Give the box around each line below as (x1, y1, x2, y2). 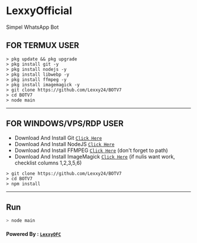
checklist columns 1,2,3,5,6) (14, 159, 82, 166)
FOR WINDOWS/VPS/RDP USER (6, 119, 124, 129)
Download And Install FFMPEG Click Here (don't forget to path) (14, 147, 168, 154)
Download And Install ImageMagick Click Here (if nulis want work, (14, 153, 175, 160)
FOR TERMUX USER (6, 41, 79, 50)
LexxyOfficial (6, 4, 72, 18)
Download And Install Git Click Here (14, 134, 103, 141)
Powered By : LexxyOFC (6, 230, 62, 237)
